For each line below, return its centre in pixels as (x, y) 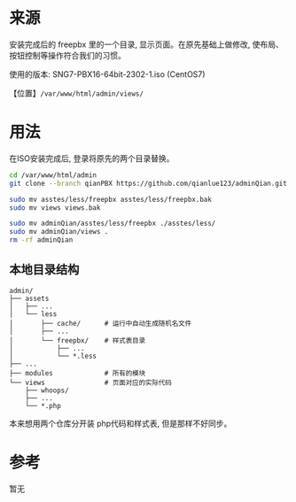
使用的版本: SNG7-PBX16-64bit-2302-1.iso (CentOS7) (107, 74)
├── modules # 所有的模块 (78, 373)
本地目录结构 (44, 270)
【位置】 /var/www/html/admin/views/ (77, 93)
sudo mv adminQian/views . (59, 232)
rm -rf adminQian (41, 240)
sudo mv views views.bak (55, 208)
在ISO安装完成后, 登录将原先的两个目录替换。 (92, 158)
